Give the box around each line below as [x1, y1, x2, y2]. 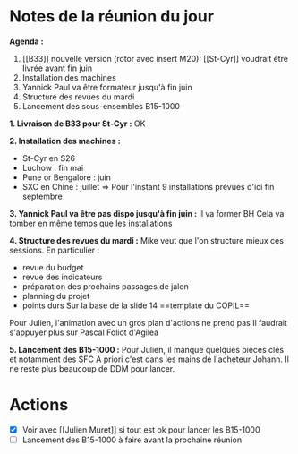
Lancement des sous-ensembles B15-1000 [21, 100, 181, 111]
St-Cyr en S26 [21, 152, 76, 163]
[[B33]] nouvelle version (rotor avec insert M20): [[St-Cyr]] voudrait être [21, 53, 289, 64]
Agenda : [9, 36, 44, 47]
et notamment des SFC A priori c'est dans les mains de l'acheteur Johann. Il [9, 354, 289, 364]
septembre [21, 191, 63, 201]
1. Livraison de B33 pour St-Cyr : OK [9, 118, 146, 129]
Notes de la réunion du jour [9, 6, 215, 27]
